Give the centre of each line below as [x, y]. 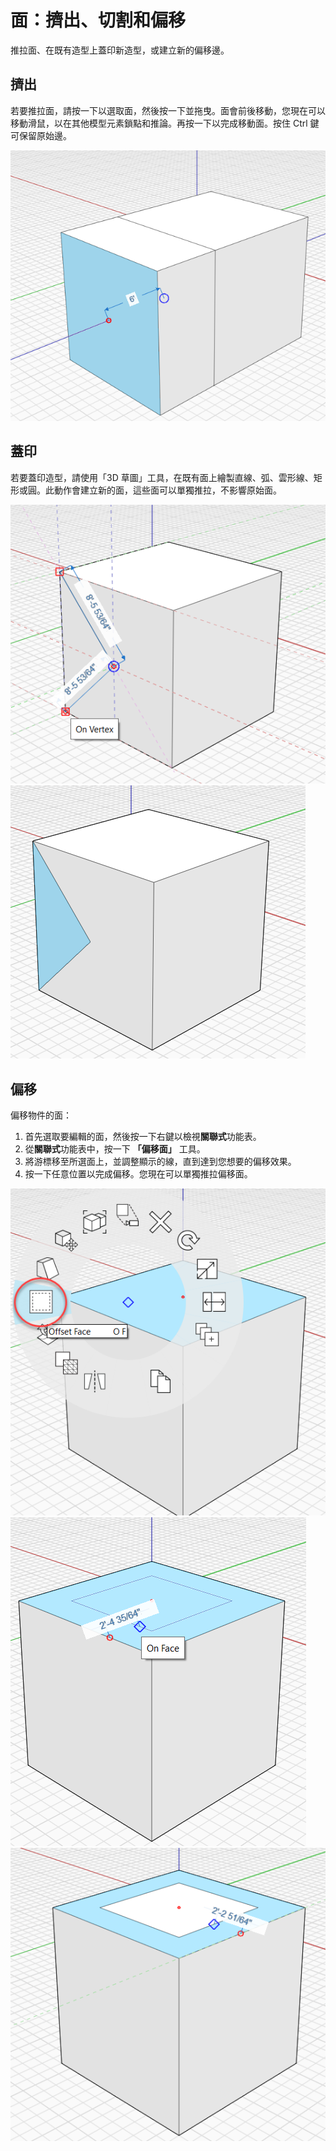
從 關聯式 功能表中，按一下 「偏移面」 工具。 [115, 1149]
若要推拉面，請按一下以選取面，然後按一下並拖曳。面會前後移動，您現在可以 [168, 110]
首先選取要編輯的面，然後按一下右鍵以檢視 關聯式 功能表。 [143, 1137]
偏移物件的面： [41, 1115]
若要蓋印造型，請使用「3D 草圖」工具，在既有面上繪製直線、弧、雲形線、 [162, 477]
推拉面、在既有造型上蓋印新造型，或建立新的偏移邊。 [120, 50]
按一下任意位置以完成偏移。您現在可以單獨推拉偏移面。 [138, 1174]
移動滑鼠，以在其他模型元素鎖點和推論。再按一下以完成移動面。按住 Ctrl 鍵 [165, 123]
